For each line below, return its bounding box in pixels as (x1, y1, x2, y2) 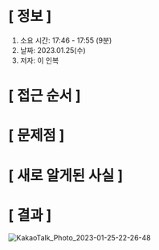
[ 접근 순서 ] (8, 87, 82, 105)
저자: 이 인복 (19, 55, 59, 65)
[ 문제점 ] (8, 126, 65, 145)
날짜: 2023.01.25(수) (19, 45, 86, 55)
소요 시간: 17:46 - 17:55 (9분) (19, 35, 112, 45)
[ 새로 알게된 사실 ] (8, 166, 123, 185)
